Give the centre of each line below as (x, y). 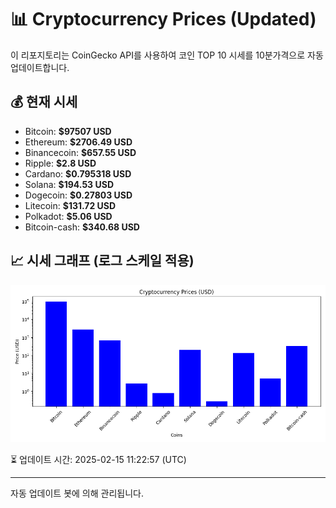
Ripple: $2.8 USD (60, 163)
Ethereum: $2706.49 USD (78, 142)
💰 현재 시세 (44, 102)
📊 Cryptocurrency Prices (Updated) (163, 19)
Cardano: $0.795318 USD (78, 173)
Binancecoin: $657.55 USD (80, 152)
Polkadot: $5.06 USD (68, 216)
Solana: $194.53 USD (69, 184)
